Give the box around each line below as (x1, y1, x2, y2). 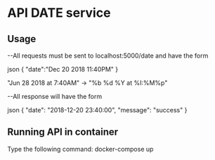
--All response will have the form (7, 93, 103, 100)
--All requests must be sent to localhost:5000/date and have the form (7, 51, 209, 60)
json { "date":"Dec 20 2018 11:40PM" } (7, 65, 118, 73)
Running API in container (7, 126, 119, 138)
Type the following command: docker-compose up (7, 145, 154, 153)
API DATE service (7, 5, 111, 21)
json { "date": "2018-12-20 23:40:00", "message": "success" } (7, 106, 188, 114)
